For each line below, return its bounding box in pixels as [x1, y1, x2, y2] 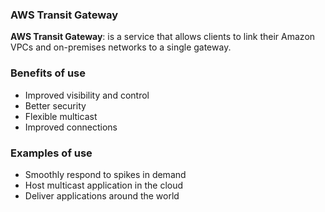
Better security [24, 99, 87, 112]
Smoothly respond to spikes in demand [24, 168, 187, 180]
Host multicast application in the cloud [24, 179, 184, 191]
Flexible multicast [24, 110, 98, 122]
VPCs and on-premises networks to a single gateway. [10, 41, 232, 53]
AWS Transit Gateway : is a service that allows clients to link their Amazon [10, 31, 316, 43]
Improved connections [24, 121, 118, 133]
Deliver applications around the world [24, 189, 180, 202]
